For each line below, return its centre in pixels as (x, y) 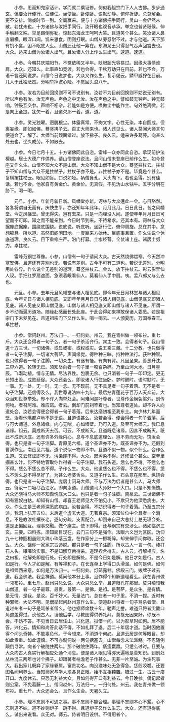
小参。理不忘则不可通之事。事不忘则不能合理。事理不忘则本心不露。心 (87, 702)
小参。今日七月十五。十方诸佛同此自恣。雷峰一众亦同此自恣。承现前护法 (89, 152)
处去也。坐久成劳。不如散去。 (36, 142)
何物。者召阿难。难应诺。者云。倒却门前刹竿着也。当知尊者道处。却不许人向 (85, 405)
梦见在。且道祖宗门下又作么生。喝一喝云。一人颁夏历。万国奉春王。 (94, 318)
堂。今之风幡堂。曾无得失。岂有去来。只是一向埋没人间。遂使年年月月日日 (83, 214)
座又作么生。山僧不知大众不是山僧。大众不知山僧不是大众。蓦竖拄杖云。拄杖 (85, 165)
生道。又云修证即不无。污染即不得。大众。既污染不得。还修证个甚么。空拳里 (85, 456)
